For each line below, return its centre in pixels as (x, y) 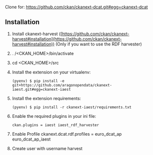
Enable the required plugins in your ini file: (54, 116)
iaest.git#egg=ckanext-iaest (41, 89)
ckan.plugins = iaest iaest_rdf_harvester (55, 125)
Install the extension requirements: (46, 98)
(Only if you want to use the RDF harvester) (99, 44)
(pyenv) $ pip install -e (38, 81)
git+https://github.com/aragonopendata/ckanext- (62, 85)
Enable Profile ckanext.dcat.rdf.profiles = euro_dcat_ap (67, 134)
